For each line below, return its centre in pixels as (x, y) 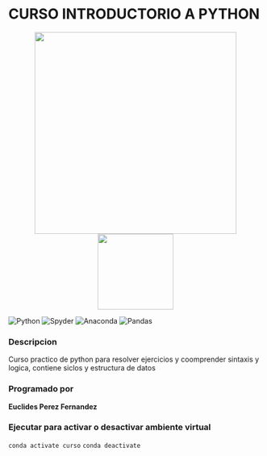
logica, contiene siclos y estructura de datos (82, 368)
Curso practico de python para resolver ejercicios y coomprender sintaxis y (134, 359)
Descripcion (33, 341)
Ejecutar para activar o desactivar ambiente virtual (110, 427)
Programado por (41, 389)
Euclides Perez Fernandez (53, 406)
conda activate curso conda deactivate (75, 446)
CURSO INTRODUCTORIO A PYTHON (134, 14)
